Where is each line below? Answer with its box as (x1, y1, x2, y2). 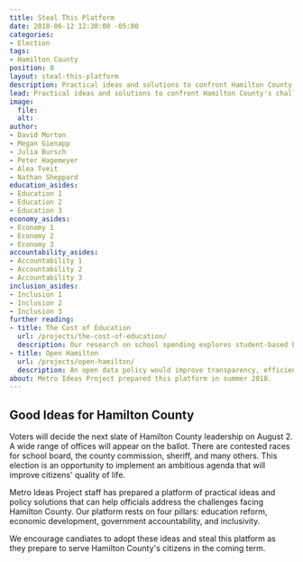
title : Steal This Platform (9, 13, 115, 23)
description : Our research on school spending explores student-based (17, 340, 289, 349)
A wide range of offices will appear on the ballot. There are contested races (9, 441, 290, 452)
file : (17, 106, 39, 115)
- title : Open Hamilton (9, 348, 99, 357)
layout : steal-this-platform (9, 72, 119, 81)
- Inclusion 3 (9, 307, 63, 316)
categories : (9, 30, 54, 39)
